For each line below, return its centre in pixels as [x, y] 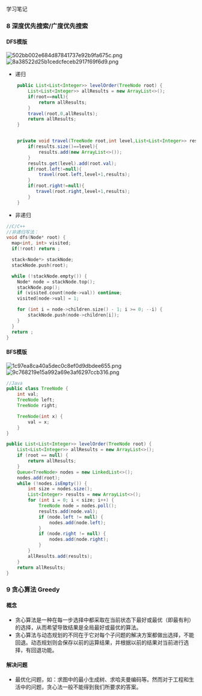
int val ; [28, 394]
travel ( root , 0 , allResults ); [63, 113]
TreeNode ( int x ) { [40, 416]
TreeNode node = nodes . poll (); [78, 506]
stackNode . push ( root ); [40, 265]
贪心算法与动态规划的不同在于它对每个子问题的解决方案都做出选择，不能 [104, 634]
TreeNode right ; [38, 406]
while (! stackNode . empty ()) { [49, 276]
